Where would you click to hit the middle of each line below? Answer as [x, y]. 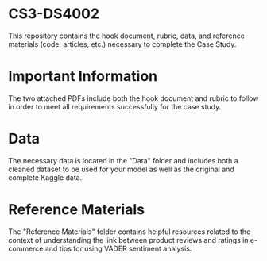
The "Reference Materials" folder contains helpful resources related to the [130, 232]
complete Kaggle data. [45, 177]
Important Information [83, 77]
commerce [26, 248]
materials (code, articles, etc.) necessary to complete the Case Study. [122, 44]
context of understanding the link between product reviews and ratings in [128, 240]
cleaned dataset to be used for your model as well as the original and [121, 169]
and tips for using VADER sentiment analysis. [118, 248]
